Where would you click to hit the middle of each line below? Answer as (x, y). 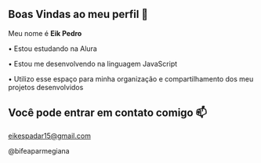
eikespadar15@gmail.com (50, 136)
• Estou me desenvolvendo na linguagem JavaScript (93, 63)
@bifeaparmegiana (39, 150)
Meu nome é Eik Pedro (45, 33)
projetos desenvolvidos (46, 87)
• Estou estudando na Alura (53, 49)
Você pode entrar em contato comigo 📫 (108, 113)
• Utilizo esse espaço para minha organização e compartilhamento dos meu (131, 78)
